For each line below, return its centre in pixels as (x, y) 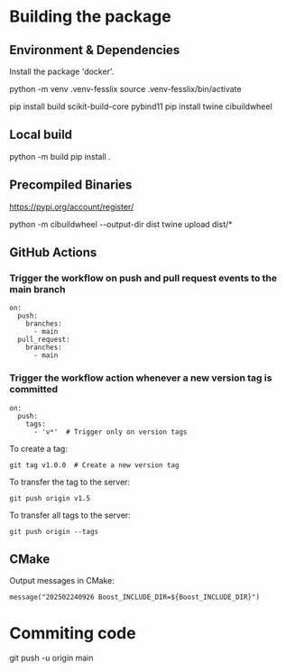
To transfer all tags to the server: (70, 515)
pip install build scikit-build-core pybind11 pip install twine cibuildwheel (141, 106)
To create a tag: (38, 448)
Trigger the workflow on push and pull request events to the (143, 278)
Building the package (90, 17)
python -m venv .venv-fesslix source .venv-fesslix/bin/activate (125, 89)
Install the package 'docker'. (62, 71)
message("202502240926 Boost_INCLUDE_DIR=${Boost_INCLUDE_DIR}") (134, 597)
